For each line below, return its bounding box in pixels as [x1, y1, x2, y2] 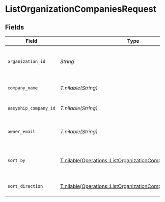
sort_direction [7, 183, 43, 189]
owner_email [7, 129, 36, 134]
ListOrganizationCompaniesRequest [5, 3, 157, 15]
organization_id [7, 59, 46, 64]
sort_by [7, 158, 26, 163]
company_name [7, 85, 38, 90]
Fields [5, 23, 25, 31]
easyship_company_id [7, 106, 55, 111]
